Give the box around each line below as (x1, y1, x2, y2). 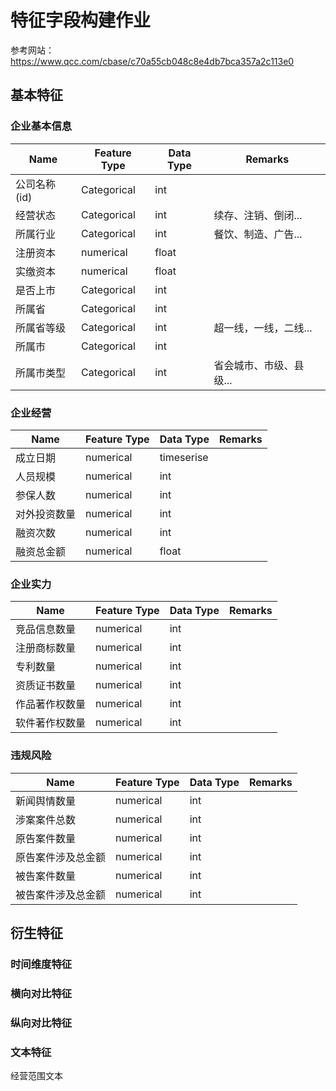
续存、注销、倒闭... (213, 208, 303, 222)
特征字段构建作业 (10, 9, 152, 32)
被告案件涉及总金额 (15, 887, 107, 901)
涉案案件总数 (15, 812, 77, 826)
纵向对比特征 (10, 1016, 73, 1030)
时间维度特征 (10, 957, 73, 971)
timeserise (159, 450, 209, 464)
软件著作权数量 (15, 716, 87, 730)
